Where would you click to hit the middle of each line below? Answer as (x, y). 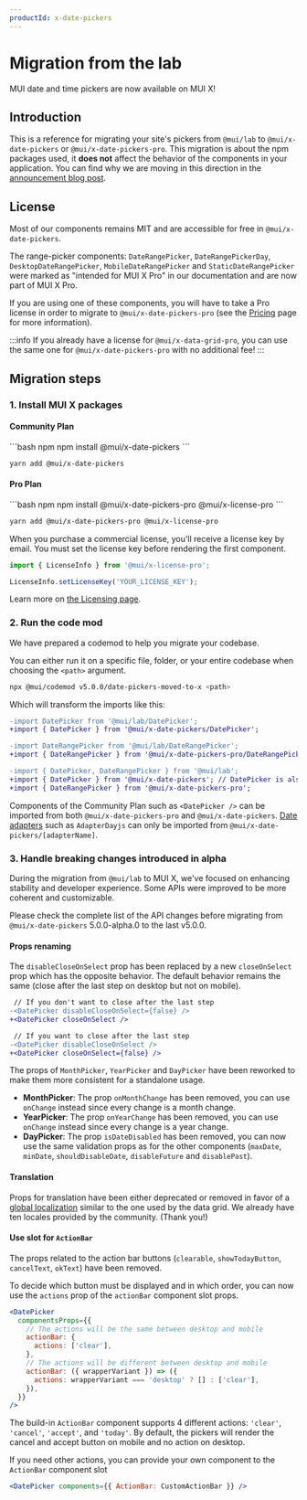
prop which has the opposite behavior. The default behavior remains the (145, 976)
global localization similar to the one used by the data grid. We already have (152, 1207)
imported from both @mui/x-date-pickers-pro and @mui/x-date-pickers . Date (153, 815)
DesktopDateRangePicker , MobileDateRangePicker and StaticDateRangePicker (152, 266)
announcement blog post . (58, 178)
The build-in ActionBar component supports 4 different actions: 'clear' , (145, 1423)
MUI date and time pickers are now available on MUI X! (113, 89)
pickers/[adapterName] (53, 835)
